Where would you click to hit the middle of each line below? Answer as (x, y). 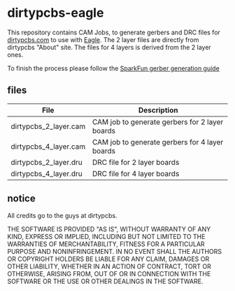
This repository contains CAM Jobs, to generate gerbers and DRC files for (114, 32)
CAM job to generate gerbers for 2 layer (158, 122)
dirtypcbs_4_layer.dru (47, 173)
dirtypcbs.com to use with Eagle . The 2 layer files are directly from (103, 39)
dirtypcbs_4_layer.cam (48, 147)
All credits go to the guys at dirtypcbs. (62, 215)
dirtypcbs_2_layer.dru (47, 162)
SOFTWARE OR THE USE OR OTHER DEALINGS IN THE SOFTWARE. (105, 281)
